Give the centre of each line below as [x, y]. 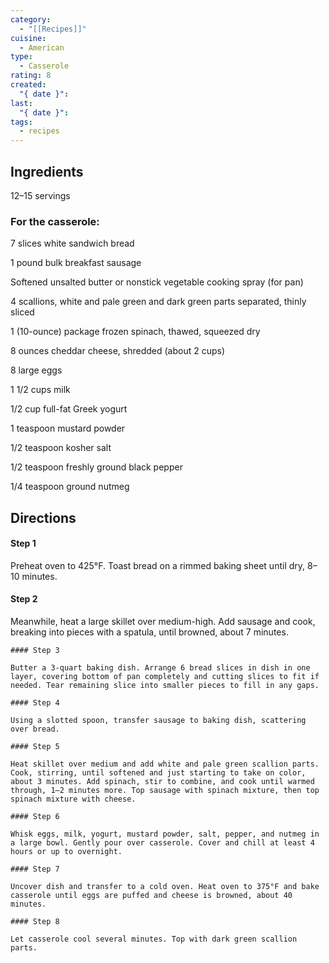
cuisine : [28, 38]
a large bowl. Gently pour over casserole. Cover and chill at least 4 [162, 843]
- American [42, 47]
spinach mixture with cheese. [73, 799]
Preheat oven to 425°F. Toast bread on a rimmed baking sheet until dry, [158, 565]
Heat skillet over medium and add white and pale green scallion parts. [165, 764]
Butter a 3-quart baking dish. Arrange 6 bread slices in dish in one [160, 668]
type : [21, 57]
